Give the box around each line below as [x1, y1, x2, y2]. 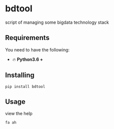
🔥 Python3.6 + [12, 56, 43, 62]
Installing [5, 71, 35, 80]
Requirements [5, 34, 50, 42]
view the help [5, 111, 33, 117]
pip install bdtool [5, 84, 46, 89]
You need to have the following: [5, 46, 70, 52]
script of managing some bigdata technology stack [5, 19, 109, 25]
